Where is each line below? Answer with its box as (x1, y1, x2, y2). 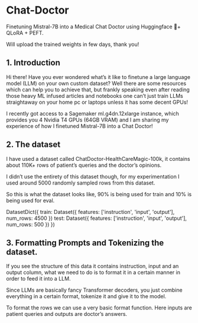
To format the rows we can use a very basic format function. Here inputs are (6, 304, 192, 311)
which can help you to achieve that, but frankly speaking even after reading (6, 86, 190, 93)
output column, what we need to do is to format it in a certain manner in (6, 269, 180, 276)
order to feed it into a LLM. (6, 275, 71, 282)
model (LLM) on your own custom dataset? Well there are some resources (6, 80, 187, 87)
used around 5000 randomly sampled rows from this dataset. (6, 179, 155, 186)
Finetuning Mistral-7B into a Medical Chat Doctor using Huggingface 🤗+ (6, 23, 181, 30)
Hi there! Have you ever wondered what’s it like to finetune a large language (6, 73, 191, 80)
